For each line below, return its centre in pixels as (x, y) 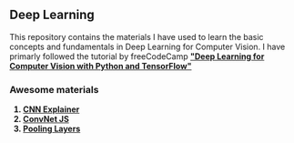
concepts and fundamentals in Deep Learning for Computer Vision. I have (147, 46)
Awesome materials (54, 89)
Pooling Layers (51, 129)
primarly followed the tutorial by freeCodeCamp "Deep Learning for (137, 56)
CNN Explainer (51, 109)
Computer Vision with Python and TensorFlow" (101, 66)
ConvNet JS (46, 119)
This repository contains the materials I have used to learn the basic (137, 36)
